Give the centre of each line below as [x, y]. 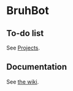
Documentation [37, 67]
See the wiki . [23, 82]
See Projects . [23, 48]
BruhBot [28, 11]
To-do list [25, 33]
